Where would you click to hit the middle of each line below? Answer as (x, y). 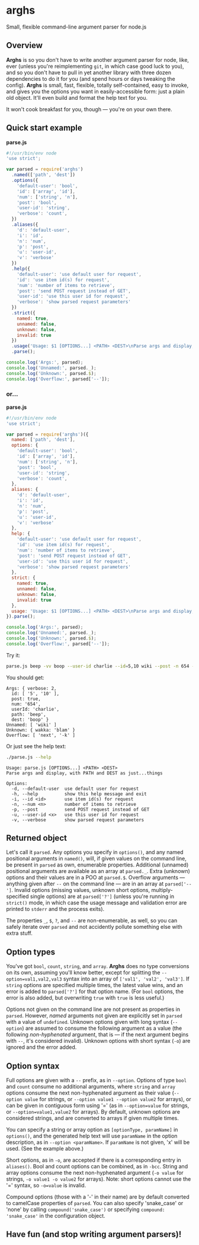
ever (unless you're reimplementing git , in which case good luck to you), (95, 66)
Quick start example (44, 128)
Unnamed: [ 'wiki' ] (32, 725)
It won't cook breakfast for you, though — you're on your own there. (89, 109)
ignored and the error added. (41, 1047)
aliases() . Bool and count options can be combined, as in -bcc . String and (97, 1167)
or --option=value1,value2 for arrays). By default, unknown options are (93, 1112)
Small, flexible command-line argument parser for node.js (76, 27)
